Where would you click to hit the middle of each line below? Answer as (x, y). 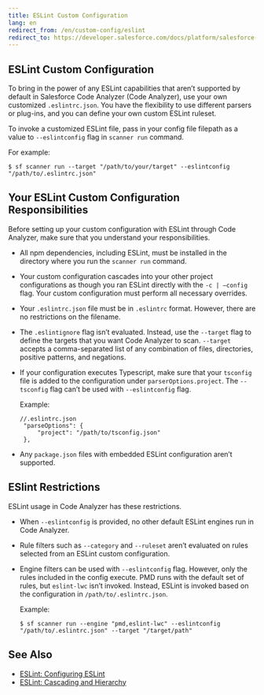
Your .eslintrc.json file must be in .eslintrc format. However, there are (137, 308)
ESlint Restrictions (54, 487)
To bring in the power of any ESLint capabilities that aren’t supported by (125, 88)
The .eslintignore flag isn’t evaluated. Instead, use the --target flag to (135, 332)
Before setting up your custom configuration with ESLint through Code (122, 229)
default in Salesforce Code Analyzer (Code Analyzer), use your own (118, 97)
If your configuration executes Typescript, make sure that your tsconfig (136, 372)
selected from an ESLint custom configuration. (95, 553)
